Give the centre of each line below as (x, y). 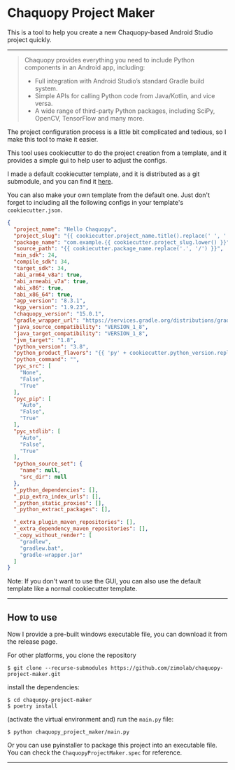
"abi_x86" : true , (39, 288)
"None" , (31, 373)
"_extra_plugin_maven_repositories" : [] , (75, 522)
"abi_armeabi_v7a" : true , (51, 281)
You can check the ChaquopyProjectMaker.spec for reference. (95, 752)
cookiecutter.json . (35, 210)
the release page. (33, 642)
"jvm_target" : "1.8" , (45, 340)
